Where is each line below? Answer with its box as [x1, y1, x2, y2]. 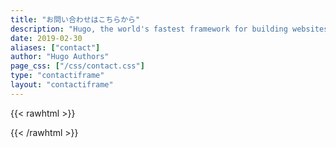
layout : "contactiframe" [10, 80, 114, 90]
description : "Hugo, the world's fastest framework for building [10, 24, 288, 34]
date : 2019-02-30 [10, 33, 83, 43]
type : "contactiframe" [10, 71, 105, 81]
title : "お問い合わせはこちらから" [10, 14, 141, 25]
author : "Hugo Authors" [10, 52, 110, 62]
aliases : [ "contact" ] [10, 42, 101, 53]
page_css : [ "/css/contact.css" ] [10, 61, 145, 71]
